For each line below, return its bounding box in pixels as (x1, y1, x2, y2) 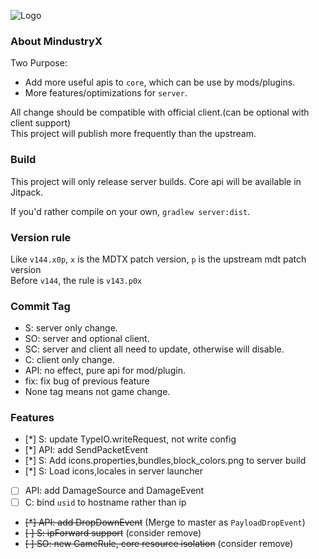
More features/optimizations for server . (24, 87, 188, 99)
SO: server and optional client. (24, 333, 150, 345)
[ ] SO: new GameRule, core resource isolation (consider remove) (24, 537, 294, 549)
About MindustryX (10, 34, 103, 48)
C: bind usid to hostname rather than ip (24, 496, 187, 508)
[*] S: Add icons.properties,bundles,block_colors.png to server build (24, 455, 307, 467)
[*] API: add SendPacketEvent (24, 444, 149, 456)
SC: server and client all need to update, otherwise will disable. (24, 343, 285, 355)
